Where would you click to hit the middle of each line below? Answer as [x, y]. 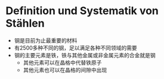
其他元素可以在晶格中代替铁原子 [62, 62]
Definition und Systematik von [82, 11]
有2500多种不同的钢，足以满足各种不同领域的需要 [76, 48]
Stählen [25, 23]
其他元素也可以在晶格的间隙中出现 [65, 70]
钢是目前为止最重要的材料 [46, 40]
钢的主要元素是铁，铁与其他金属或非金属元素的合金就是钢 [85, 55]
